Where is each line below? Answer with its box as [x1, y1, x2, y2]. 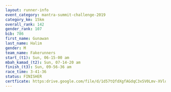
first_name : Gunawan [5, 36, 49, 41]
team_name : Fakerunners [5, 50, 56, 55]
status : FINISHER [5, 74, 42, 79]
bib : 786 [5, 31, 24, 36]
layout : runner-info [5, 7, 49, 13]
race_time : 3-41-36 [5, 70, 47, 75]
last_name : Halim [5, 41, 42, 46]
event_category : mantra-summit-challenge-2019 [5, 12, 106, 17]
